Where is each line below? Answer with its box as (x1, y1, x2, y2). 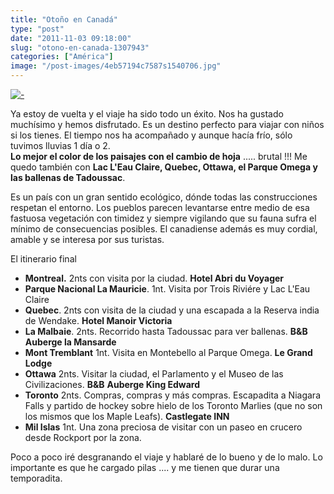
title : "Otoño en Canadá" (10, 14, 118, 25)
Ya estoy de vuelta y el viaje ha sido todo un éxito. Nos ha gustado (10, 108, 284, 120)
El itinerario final (10, 253, 77, 265)
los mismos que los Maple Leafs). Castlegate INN (24, 411, 230, 422)
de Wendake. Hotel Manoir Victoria (24, 315, 173, 326)
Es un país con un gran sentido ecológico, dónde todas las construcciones (10, 191, 318, 203)
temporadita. (10, 472, 63, 484)
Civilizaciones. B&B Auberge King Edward (24, 379, 201, 390)
